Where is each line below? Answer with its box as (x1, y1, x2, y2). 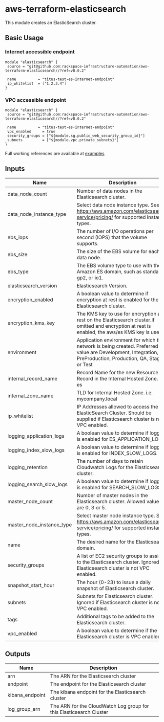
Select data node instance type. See (76, 202, 160, 208)
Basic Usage (5, 34, 44, 42)
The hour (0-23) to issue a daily (76, 579, 151, 586)
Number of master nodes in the (76, 492, 148, 498)
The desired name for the (76, 538, 135, 545)
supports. (76, 240, 99, 247)
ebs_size (7, 251, 28, 258)
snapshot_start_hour (7, 582, 55, 588)
